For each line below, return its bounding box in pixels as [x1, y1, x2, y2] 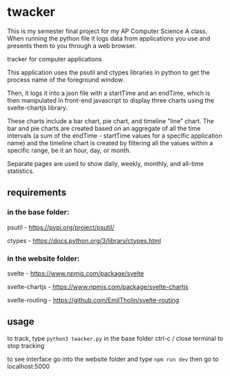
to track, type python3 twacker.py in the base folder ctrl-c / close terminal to [7, 334, 224, 342]
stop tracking [7, 342, 45, 350]
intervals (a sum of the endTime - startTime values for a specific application [7, 132, 222, 140]
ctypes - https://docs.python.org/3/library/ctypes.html [7, 236, 162, 244]
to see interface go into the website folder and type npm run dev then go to [7, 355, 219, 363]
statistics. [7, 167, 34, 175]
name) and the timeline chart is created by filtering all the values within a [7, 138, 213, 147]
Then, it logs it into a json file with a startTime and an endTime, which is [7, 89, 211, 97]
